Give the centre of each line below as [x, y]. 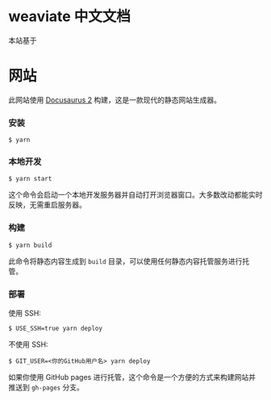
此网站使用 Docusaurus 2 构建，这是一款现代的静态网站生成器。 [115, 100]
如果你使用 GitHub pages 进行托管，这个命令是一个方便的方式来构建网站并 [132, 377]
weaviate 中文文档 [70, 17]
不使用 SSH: [28, 344]
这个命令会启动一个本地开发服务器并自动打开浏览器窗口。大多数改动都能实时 [135, 195]
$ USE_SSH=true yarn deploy [56, 329]
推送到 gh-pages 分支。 [46, 387]
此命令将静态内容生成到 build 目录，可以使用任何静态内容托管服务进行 [125, 261]
